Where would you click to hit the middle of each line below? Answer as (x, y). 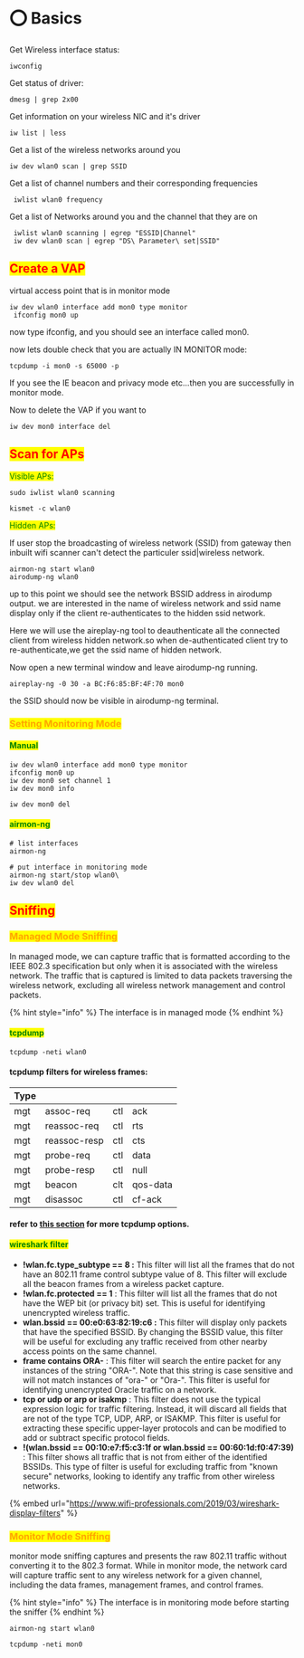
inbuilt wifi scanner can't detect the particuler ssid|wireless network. (137, 552)
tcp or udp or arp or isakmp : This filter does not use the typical (141, 1399)
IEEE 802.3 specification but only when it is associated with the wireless (144, 966)
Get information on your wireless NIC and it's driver (105, 116)
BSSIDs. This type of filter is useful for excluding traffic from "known (150, 1466)
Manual (24, 746)
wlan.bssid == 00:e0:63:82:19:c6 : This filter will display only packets (155, 1322)
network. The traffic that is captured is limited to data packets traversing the (151, 976)
